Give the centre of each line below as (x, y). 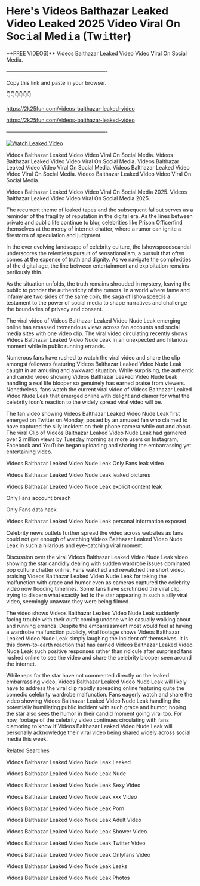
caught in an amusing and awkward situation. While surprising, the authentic (100, 370)
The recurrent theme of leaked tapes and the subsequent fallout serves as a (100, 210)
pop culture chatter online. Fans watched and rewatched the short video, (96, 569)
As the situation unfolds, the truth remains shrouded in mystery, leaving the (99, 283)
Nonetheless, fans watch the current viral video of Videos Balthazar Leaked (99, 389)
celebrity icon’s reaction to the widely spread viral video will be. (84, 402)
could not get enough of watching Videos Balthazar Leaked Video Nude (95, 539)
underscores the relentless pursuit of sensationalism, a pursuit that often (96, 253)
